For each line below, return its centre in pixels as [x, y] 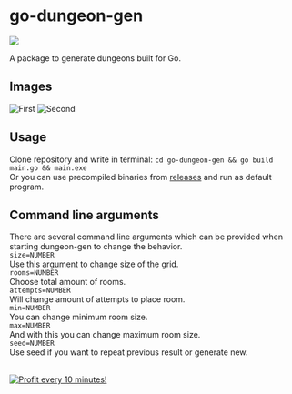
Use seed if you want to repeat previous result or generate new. [129, 352]
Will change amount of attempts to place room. [97, 299]
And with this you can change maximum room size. [105, 335]
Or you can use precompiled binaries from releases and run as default [141, 177]
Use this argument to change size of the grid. [94, 264]
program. [27, 187]
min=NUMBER [30, 308]
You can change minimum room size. [79, 317]
